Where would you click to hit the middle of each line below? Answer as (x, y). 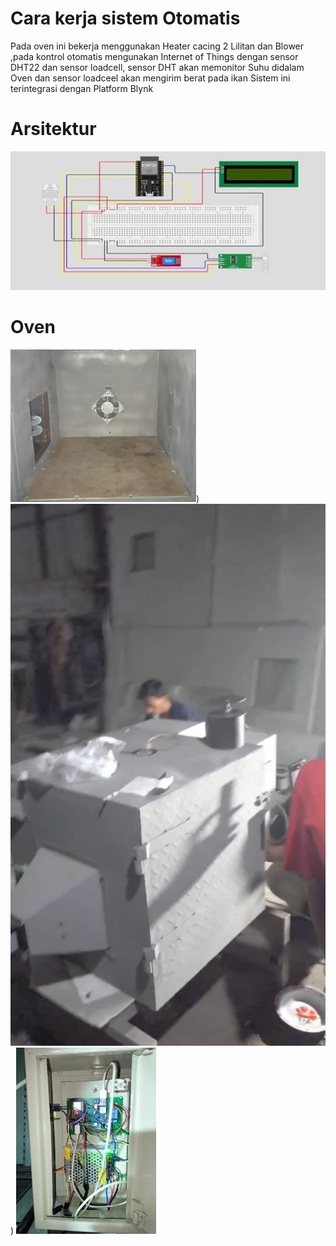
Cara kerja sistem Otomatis (125, 18)
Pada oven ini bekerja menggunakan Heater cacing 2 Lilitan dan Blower (157, 46)
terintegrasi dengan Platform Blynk (82, 88)
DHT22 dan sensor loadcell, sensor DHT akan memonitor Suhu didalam (157, 67)
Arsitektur (53, 129)
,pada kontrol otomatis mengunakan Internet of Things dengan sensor (154, 56)
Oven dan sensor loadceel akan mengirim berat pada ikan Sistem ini (150, 78)
